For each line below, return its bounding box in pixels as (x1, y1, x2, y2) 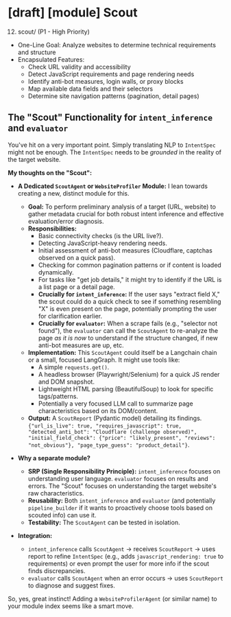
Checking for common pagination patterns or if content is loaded (38, 261, 221, 269)
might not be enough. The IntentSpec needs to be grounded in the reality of (8, 148, 222, 156)
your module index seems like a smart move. (8, 602, 134, 610)
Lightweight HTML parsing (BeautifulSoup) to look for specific (38, 384, 214, 393)
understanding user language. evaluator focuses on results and (27, 474, 208, 482)
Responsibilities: (27, 224, 77, 233)
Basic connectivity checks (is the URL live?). (38, 231, 164, 240)
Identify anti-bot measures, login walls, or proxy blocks (27, 77, 184, 85)
